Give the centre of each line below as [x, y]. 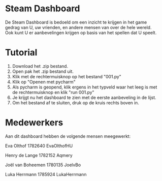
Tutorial [21, 53]
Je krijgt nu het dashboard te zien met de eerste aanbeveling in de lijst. [84, 97]
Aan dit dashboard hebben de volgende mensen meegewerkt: [68, 136]
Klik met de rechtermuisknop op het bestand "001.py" [67, 76]
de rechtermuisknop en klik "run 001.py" [53, 92]
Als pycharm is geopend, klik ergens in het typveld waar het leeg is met [85, 87]
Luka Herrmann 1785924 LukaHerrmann [46, 174]
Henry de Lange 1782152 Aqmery [39, 155]
